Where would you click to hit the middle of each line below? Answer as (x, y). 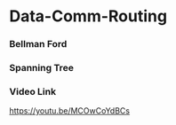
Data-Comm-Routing (88, 16)
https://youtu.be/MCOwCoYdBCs (70, 111)
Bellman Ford (38, 44)
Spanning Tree (41, 68)
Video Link (32, 91)
